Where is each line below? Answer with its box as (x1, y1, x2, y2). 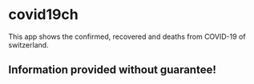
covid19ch (8, 6, 79, 24)
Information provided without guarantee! (8, 63, 216, 77)
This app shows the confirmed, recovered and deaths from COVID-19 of (8, 32, 246, 41)
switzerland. (8, 40, 50, 49)
